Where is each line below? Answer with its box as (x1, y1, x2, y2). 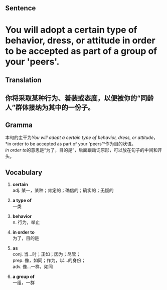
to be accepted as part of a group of (5, 45, 157, 56)
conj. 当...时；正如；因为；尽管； (12, 251, 81, 257)
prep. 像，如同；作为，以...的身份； (12, 257, 86, 263)
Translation (5, 75, 42, 84)
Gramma (5, 120, 33, 129)
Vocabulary (5, 168, 43, 176)
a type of (12, 197, 32, 203)
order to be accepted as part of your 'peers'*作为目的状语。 (12, 141, 136, 147)
